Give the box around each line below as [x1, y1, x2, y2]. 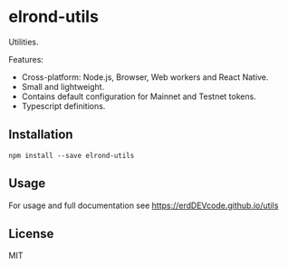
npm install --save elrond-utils [8, 151, 135, 160]
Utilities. [8, 36, 39, 47]
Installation [8, 127, 73, 143]
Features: [8, 54, 44, 65]
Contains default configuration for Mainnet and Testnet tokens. [21, 91, 257, 102]
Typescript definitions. [21, 100, 106, 111]
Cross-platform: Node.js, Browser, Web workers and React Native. [21, 71, 269, 83]
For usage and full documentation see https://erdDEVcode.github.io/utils [8, 200, 279, 211]
